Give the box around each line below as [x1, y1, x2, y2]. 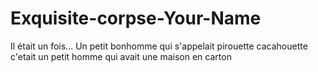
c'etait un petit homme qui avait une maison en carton [10, 50, 232, 62]
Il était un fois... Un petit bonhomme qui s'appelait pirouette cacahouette [10, 40, 308, 52]
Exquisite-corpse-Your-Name [10, 7, 262, 30]
